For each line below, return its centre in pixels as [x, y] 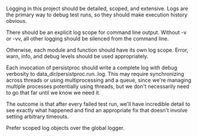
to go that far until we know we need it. [54, 93]
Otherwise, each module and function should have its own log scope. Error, [97, 50]
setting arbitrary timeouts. [38, 116]
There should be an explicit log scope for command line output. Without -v [96, 32]
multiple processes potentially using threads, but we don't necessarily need [98, 86]
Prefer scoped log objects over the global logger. [65, 128]
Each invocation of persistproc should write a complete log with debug [92, 68]
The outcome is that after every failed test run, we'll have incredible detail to [98, 104]
